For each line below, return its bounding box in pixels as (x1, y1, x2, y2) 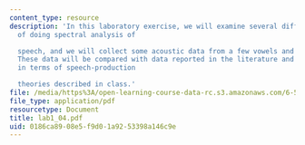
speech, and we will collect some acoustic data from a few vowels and (17, 46, 295, 55)
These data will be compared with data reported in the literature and (17, 55, 295, 64)
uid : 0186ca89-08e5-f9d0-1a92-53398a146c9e (9, 121, 177, 131)
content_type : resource (9, 13, 100, 23)
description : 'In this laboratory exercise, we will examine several (9, 22, 279, 31)
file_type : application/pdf (9, 96, 116, 105)
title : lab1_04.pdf (9, 113, 84, 122)
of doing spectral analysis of (17, 30, 136, 39)
